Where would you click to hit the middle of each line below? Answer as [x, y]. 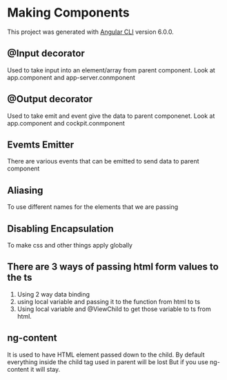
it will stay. [46, 369]
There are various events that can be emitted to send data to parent [103, 161]
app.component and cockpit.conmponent [66, 123]
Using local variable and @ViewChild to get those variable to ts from [114, 309]
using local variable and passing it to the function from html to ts [109, 301]
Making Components [68, 13]
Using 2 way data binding [53, 294]
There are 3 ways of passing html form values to [113, 267]
